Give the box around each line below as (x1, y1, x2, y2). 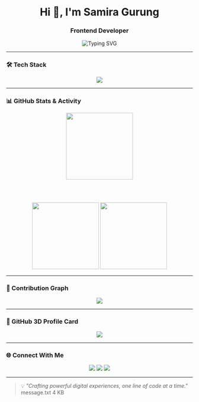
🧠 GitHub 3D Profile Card (6, 317, 79, 326)
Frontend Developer (70, 27, 129, 35)
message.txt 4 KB (20, 388, 65, 396)
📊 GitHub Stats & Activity (6, 97, 82, 105)
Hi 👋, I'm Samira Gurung (39, 5, 160, 19)
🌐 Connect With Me (6, 351, 64, 359)
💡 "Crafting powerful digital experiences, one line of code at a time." (20, 382, 188, 389)
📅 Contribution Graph (6, 284, 69, 292)
